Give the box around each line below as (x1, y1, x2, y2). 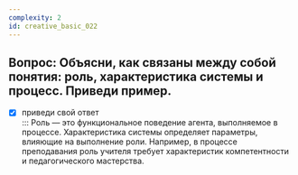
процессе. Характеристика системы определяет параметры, (21, 127, 258, 138)
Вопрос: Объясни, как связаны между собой (8, 55, 276, 70)
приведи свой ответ (21, 107, 99, 118)
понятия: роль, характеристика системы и (8, 69, 264, 84)
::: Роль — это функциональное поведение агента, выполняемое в (21, 117, 278, 128)
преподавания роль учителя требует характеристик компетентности (21, 146, 290, 157)
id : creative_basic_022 (8, 22, 98, 31)
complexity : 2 (8, 13, 62, 23)
